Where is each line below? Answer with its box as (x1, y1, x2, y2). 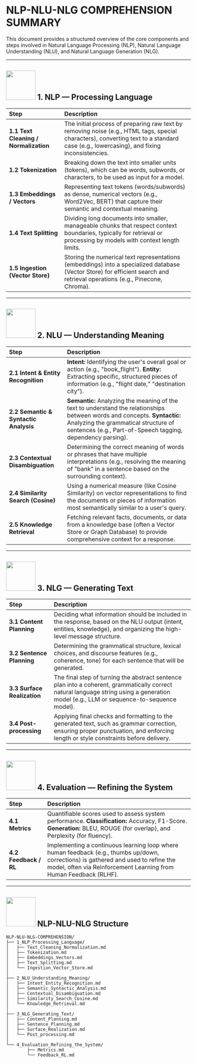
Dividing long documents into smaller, (64, 214, 168, 222)
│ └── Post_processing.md (6, 1032, 75, 1038)
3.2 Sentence (9, 649, 47, 657)
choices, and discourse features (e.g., (53, 649, 158, 657)
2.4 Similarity (9, 489, 47, 497)
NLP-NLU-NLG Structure (37, 919, 129, 929)
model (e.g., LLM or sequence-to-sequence (53, 695, 177, 703)
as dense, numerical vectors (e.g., (64, 190, 158, 198)
